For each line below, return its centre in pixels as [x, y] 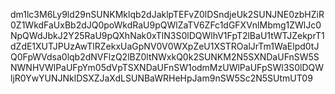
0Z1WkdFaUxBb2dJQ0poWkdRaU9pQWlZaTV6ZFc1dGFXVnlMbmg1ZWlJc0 [166, 25]
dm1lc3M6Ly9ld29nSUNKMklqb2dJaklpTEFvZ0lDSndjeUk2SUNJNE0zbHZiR [167, 14]
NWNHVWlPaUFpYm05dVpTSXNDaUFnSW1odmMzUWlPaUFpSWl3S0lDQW [167, 67]
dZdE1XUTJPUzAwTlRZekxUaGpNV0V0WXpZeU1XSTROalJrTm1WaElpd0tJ [165, 46]
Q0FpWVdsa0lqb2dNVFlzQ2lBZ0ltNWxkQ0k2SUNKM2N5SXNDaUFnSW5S [165, 57]
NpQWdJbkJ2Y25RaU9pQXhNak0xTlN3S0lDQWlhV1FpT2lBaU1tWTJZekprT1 [167, 35]
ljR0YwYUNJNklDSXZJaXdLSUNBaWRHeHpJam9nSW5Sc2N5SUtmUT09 [161, 78]
